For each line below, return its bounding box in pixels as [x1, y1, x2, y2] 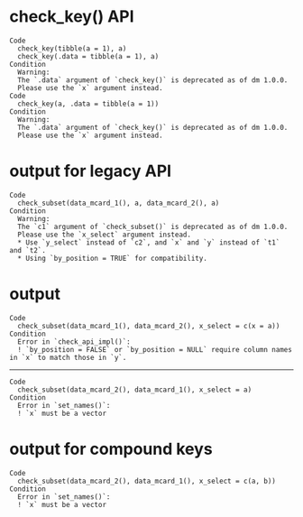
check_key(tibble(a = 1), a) [17, 43, 127, 53]
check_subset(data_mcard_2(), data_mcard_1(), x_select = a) [17, 385, 252, 394]
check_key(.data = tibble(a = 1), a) [17, 51, 160, 60]
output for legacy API [9, 161, 172, 181]
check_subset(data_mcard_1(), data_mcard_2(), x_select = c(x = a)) [17, 321, 280, 330]
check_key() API [9, 6, 134, 27]
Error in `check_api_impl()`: [17, 337, 131, 346]
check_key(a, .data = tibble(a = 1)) [17, 99, 160, 108]
